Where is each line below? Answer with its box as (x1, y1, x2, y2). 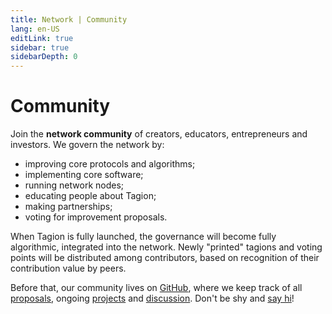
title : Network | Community (10, 14, 128, 25)
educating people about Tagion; (24, 190, 157, 202)
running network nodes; (24, 179, 125, 191)
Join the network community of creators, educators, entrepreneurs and (10, 128, 308, 140)
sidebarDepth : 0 (10, 52, 78, 62)
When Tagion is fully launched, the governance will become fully (10, 231, 277, 243)
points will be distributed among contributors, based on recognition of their (10, 252, 320, 264)
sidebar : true (10, 42, 70, 53)
